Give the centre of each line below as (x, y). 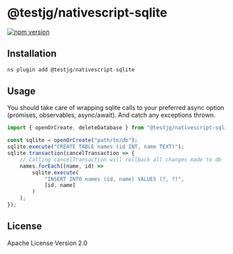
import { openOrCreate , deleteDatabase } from (76, 128)
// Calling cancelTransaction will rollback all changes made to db (121, 160)
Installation (32, 54)
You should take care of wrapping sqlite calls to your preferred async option (116, 108)
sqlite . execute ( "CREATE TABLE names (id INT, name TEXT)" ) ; (96, 147)
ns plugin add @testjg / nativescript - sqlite (71, 70)
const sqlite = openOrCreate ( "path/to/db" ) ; (72, 140)
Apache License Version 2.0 (48, 243)
